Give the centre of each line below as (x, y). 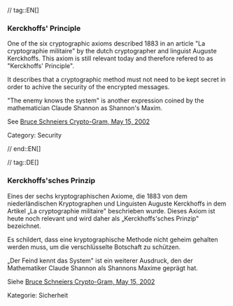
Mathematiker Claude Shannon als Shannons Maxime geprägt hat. (103, 268)
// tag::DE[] (23, 162)
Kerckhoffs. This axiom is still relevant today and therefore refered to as (110, 58)
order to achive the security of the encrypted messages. (89, 87)
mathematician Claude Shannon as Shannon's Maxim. (85, 108)
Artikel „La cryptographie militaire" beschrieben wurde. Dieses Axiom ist (111, 211)
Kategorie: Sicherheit (38, 295)
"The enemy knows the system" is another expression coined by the (106, 100)
